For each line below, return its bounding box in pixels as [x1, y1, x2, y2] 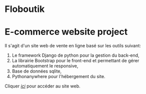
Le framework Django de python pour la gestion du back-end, [11, 52, 139, 58]
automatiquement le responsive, [11, 63, 78, 69]
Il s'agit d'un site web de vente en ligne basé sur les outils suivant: [4, 43, 141, 49]
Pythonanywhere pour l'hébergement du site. [11, 74, 105, 80]
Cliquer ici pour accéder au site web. [4, 83, 80, 89]
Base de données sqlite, [11, 68, 62, 74]
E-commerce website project [4, 26, 128, 38]
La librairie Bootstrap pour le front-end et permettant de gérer [11, 58, 139, 64]
